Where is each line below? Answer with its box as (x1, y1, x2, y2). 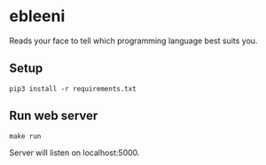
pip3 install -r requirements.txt (9, 84, 137, 94)
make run (9, 131, 42, 140)
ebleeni (9, 6, 66, 26)
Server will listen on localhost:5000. (9, 147, 140, 158)
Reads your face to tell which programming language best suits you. (9, 35, 258, 46)
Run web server (9, 109, 98, 124)
